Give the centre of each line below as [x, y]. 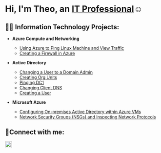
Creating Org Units [38, 77]
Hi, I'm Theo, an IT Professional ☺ [74, 9]
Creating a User [35, 93]
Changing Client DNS [41, 88]
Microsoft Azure [29, 102]
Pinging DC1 [31, 82]
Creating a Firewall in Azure [47, 53]
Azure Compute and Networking [46, 38]
